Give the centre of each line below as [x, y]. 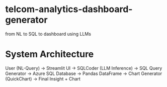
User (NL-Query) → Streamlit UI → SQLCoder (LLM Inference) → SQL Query [84, 68]
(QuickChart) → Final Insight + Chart [43, 78]
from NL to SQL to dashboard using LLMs [48, 34]
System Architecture [50, 54]
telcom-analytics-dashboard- [69, 9]
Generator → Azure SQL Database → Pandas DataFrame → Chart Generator [84, 73]
